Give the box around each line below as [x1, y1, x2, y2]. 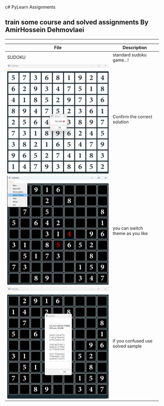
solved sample [112, 343, 142, 349]
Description [123, 45, 147, 51]
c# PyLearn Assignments [5, 4, 56, 10]
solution [112, 119, 129, 125]
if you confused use [112, 338, 153, 344]
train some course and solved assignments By [5, 18, 149, 26]
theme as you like [112, 231, 148, 236]
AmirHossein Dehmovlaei [5, 26, 84, 34]
